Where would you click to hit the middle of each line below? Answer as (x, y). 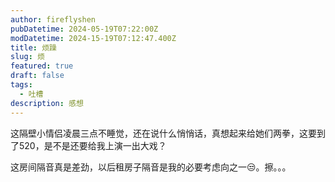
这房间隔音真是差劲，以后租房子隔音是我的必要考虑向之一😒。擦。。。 (151, 167)
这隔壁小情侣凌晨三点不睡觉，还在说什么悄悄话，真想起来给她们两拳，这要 (163, 133)
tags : (21, 85)
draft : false (37, 76)
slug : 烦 (27, 57)
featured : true (42, 66)
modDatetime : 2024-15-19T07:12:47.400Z (93, 38)
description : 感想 (47, 103)
